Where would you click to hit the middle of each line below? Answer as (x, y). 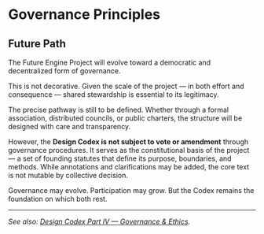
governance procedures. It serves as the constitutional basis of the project (129, 150)
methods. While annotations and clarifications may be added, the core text (129, 167)
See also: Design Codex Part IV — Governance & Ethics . (99, 221)
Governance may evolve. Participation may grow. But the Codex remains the (131, 190)
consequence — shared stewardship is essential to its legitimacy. (114, 95)
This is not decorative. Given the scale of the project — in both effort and (126, 86)
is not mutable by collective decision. (68, 175)
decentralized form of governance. (64, 71)
